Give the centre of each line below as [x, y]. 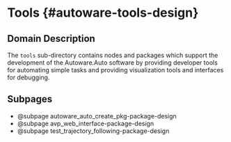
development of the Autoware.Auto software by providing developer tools [112, 63]
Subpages [30, 99]
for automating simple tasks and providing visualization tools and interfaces [115, 70]
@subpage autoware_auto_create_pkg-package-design [97, 116]
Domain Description [51, 39]
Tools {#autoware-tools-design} [103, 13]
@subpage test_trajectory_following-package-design [93, 131]
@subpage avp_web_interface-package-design [86, 123]
